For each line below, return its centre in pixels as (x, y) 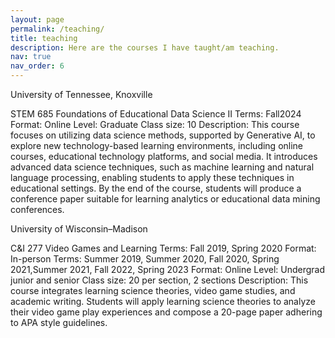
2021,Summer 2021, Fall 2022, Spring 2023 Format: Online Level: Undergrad (168, 269)
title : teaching (44, 38)
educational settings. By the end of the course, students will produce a (156, 188)
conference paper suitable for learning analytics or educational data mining (165, 199)
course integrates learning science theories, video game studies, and (153, 290)
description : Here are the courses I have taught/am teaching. (145, 47)
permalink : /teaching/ (57, 29)
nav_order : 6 (37, 66)
